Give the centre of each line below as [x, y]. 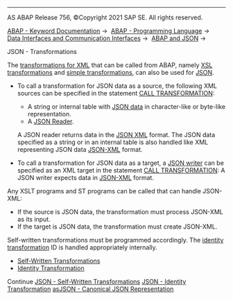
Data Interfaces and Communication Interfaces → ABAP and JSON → [107, 38]
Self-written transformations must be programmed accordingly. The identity [115, 240]
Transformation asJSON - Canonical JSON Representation [90, 289]
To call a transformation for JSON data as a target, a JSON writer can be [120, 163]
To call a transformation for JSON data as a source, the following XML [117, 86]
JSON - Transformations [42, 52]
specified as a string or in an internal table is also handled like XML [113, 142]
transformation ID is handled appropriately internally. [82, 247]
